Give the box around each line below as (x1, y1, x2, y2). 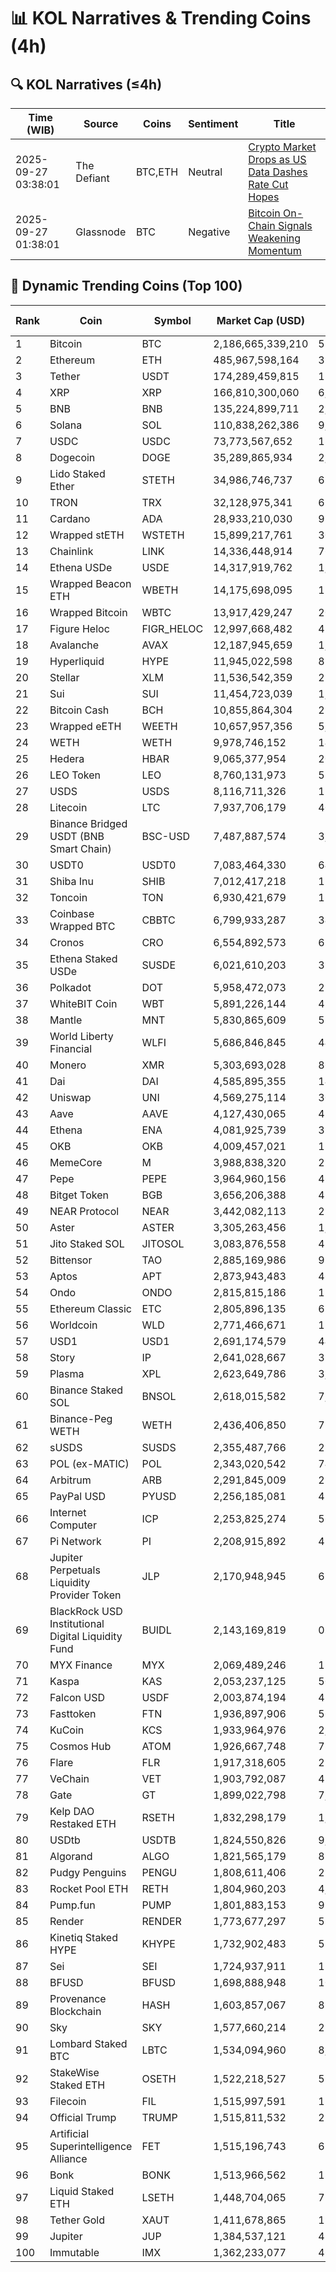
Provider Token (49, 1588, 122, 1602)
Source (83, 117, 119, 130)
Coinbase (49, 906, 95, 920)
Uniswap (49, 1090, 92, 1104)
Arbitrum (49, 1473, 92, 1487)
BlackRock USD (49, 1604, 123, 1618)
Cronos (49, 935, 85, 949)
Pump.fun (49, 1898, 96, 1912)
